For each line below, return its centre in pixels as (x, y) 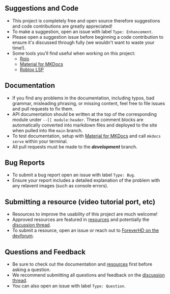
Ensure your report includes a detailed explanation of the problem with (86, 180)
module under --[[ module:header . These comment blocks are (78, 119)
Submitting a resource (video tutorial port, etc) (80, 202)
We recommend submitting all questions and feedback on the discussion (88, 275)
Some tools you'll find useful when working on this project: (74, 53)
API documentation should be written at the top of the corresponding (84, 114)
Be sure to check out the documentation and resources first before (82, 264)
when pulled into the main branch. (47, 130)
